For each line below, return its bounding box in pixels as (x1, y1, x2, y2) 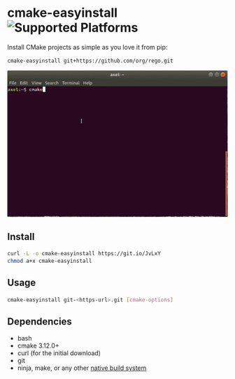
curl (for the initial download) (17, 349, 101, 357)
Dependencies (7, 315, 72, 327)
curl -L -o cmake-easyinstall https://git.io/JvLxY (7, 250, 161, 257)
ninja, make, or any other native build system (17, 364, 147, 372)
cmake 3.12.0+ (17, 341, 59, 350)
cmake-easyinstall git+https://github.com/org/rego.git (7, 57, 173, 64)
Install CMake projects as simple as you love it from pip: (7, 43, 168, 51)
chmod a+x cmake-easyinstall (7, 257, 92, 265)
